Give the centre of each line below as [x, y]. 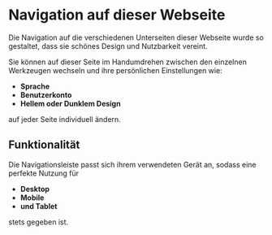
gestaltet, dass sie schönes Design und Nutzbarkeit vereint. [108, 46]
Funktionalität [44, 145]
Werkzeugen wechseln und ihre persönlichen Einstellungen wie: [115, 70]
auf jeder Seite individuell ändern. [65, 119]
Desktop [35, 189]
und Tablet [39, 206]
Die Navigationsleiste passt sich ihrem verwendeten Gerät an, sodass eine [132, 164]
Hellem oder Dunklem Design [70, 103]
